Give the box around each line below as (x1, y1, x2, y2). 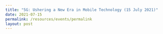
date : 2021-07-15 (5, 12, 42, 17)
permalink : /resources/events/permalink (5, 16, 93, 21)
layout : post (5, 21, 33, 26)
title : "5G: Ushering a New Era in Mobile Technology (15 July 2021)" (5, 7, 158, 12)
